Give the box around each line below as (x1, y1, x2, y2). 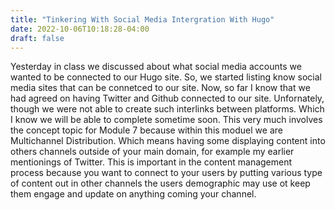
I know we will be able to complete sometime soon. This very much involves (10, 114, 323, 126)
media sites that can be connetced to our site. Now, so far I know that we (10, 82, 311, 94)
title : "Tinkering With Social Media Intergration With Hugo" (10, 14, 275, 25)
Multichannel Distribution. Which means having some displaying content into (10, 135, 326, 147)
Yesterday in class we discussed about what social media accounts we (10, 61, 302, 73)
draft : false (10, 33, 65, 43)
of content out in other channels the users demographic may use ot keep (10, 177, 311, 190)
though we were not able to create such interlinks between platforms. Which (10, 103, 325, 115)
